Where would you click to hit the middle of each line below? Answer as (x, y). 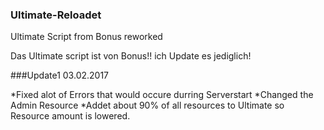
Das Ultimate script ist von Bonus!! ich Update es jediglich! (131, 56)
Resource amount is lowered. (70, 116)
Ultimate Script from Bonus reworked (86, 37)
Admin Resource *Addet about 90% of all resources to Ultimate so (147, 105)
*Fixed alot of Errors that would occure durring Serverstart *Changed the (162, 95)
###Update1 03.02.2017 (60, 75)
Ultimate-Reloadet (56, 15)
